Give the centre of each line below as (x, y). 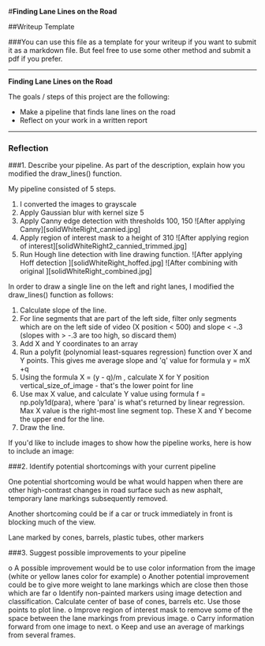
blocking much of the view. (52, 522)
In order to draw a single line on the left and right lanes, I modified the (121, 286)
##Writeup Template (41, 26)
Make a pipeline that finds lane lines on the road (97, 112)
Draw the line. (42, 428)
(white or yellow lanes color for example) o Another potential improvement (129, 577)
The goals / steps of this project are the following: (89, 97)
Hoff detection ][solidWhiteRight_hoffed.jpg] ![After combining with (129, 263)
